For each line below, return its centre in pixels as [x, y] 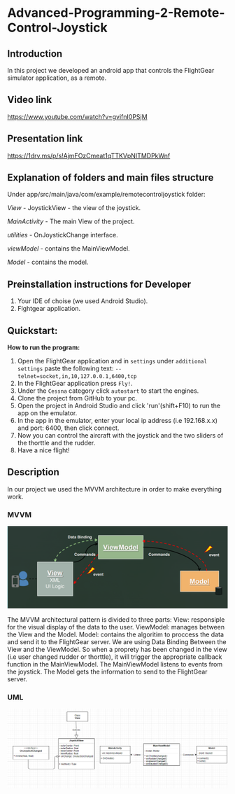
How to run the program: [44, 347]
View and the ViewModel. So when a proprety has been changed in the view [117, 650]
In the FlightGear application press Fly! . [75, 384]
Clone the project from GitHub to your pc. [77, 398]
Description [33, 472]
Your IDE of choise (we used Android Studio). [83, 301]
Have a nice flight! [43, 450]
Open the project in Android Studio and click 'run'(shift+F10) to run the [119, 406]
